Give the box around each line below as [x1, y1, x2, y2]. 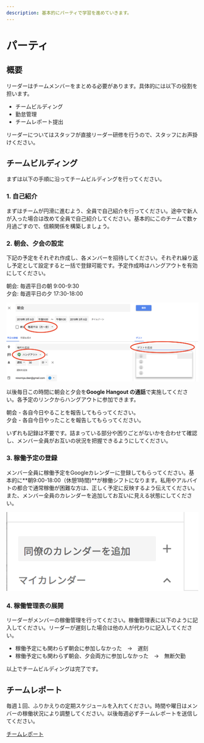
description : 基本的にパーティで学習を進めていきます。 [6, 10, 132, 16]
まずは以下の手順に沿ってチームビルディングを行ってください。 [6, 176, 166, 183]
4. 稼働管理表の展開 [6, 601, 64, 610]
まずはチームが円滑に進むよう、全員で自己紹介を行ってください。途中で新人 [6, 207, 198, 215]
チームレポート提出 [15, 118, 64, 125]
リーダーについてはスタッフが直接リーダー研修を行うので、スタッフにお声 [6, 131, 193, 138]
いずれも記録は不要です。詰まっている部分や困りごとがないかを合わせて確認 [6, 430, 198, 437]
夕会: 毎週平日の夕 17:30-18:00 [6, 290, 83, 297]
